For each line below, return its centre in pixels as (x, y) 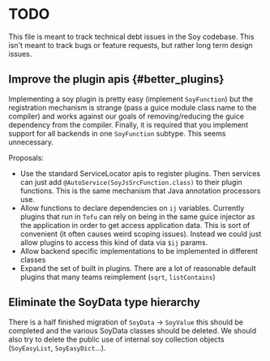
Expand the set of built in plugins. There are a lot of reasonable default (138, 268)
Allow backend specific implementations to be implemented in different (139, 251)
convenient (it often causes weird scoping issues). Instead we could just (141, 234)
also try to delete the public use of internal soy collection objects (116, 339)
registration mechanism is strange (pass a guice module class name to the (133, 107)
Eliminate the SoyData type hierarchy (104, 302)
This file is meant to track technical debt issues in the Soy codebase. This (131, 37)
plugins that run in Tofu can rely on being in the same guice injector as (137, 217)
